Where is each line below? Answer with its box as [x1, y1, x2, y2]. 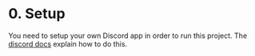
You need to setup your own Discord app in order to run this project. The [8, 31, 248, 40]
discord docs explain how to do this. [8, 39, 128, 48]
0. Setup [8, 5, 66, 23]
